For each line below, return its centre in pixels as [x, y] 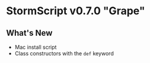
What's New [29, 33]
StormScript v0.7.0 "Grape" [76, 11]
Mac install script [36, 47]
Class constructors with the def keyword [64, 53]
